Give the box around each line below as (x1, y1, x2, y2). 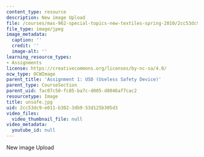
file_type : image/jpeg (6, 25, 64, 32)
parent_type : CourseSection (6, 82, 78, 89)
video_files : (6, 110, 39, 116)
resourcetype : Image (6, 93, 59, 99)
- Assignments (6, 59, 42, 65)
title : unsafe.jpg (6, 99, 53, 105)
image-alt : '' (12, 48, 47, 55)
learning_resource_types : (6, 54, 72, 60)
